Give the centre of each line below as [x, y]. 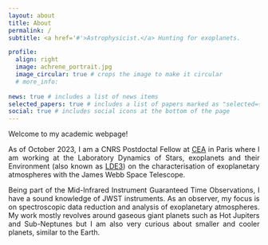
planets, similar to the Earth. [54, 232]
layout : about [32, 16]
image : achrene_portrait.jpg [64, 67]
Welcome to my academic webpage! [68, 134]
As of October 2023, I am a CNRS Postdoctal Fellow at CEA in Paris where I [134, 150]
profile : [23, 52]
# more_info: [37, 82]
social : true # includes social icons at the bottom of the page [119, 111]
